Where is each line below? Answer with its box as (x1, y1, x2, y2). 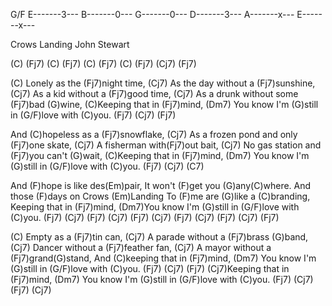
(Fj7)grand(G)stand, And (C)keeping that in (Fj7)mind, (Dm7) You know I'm (10, 252, 317, 264)
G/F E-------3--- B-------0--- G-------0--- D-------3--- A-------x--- (10, 9, 295, 20)
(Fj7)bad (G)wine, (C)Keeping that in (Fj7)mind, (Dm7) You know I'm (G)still (10, 99, 319, 110)
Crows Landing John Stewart (10, 39, 130, 50)
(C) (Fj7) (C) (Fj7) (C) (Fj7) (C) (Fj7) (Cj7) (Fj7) (10, 58, 197, 69)
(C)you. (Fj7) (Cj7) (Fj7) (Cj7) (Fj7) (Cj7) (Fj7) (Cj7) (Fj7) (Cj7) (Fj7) (10, 212, 280, 223)
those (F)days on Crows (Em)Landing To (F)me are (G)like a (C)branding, (10, 190, 311, 202)
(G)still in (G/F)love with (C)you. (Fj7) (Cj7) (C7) (10, 160, 205, 172)
